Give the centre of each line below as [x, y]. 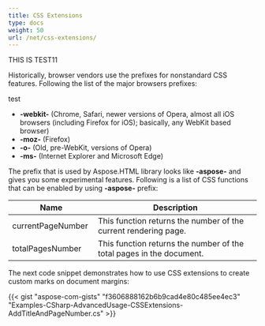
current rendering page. [142, 231]
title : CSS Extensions [45, 15]
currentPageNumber [50, 226]
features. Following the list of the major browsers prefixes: [103, 84]
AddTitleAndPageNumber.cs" [56, 313]
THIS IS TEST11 [33, 60]
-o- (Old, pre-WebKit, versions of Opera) [86, 148]
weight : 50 [26, 30]
